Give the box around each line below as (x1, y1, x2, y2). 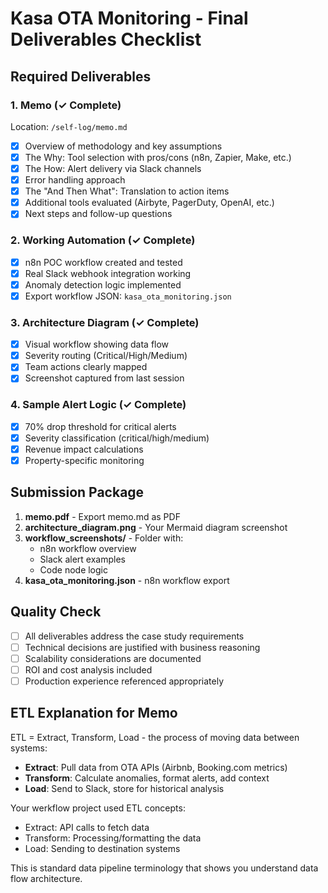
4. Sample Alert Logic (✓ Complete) (10, 398, 187, 412)
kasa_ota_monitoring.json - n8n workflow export (24, 574, 230, 586)
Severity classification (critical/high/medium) (24, 432, 210, 444)
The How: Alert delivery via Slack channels (24, 163, 202, 174)
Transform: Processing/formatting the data (24, 832, 202, 844)
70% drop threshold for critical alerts (24, 420, 177, 432)
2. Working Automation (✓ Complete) (10, 233, 196, 247)
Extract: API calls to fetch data (24, 821, 150, 833)
